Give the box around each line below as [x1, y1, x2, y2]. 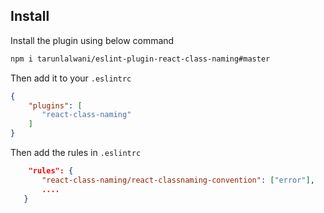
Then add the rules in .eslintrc [10, 147, 142, 159]
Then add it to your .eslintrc [10, 72, 132, 84]
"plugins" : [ [28, 100, 83, 111]
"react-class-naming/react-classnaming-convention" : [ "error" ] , [41, 175, 315, 185]
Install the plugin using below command [10, 34, 175, 46]
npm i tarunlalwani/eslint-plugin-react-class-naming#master [10, 54, 271, 64]
